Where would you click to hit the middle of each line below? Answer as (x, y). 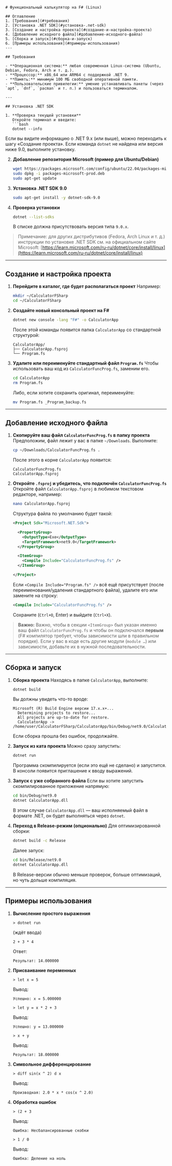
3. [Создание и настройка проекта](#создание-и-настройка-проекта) (79, 30)
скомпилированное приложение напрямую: (61, 786)
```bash (20, 124)
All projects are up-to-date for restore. (63, 717)
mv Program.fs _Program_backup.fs (49, 402)
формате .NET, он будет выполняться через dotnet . (69, 816)
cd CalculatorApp (31, 378)
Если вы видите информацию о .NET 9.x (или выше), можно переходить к (86, 138)
